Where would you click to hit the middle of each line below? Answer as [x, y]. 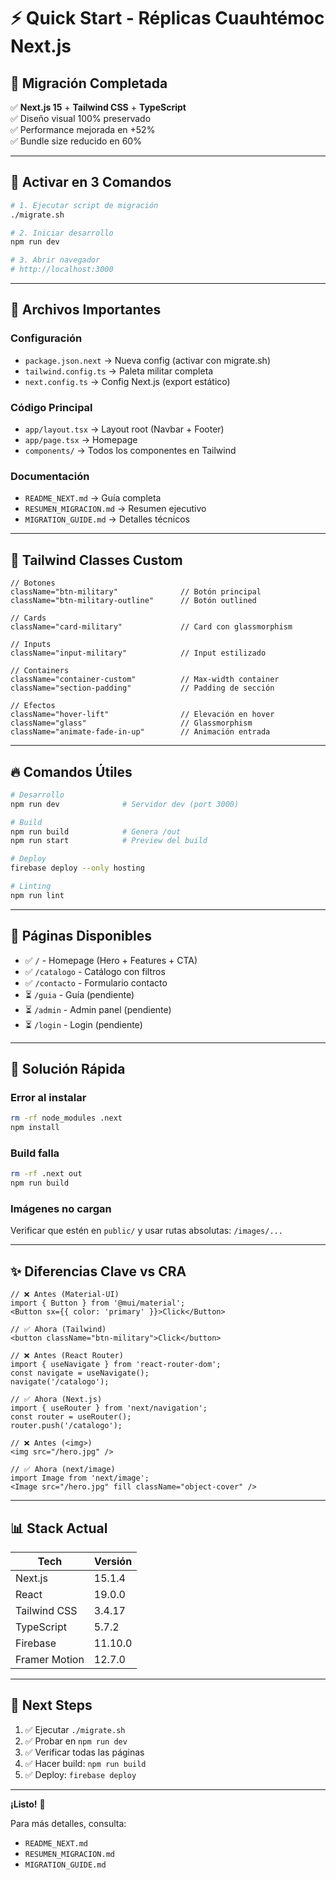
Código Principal [51, 407]
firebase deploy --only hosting [77, 868]
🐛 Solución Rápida [68, 1069]
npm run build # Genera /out [96, 831]
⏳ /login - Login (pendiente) [83, 1024]
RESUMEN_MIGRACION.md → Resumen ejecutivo [115, 509]
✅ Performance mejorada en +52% [83, 129]
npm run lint [37, 895]
